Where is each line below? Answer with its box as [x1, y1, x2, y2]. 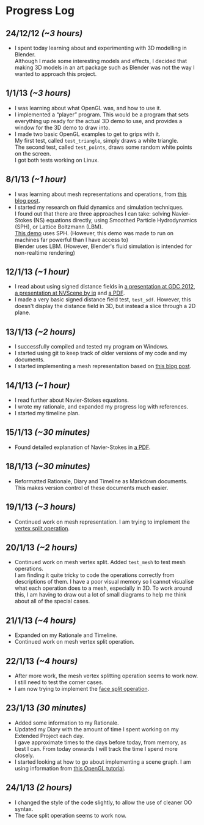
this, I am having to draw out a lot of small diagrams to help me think [14, 591, 187, 598]
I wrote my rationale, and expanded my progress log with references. [14, 403, 189, 410]
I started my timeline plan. [14, 410, 80, 417]
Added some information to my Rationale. [14, 719, 119, 726]
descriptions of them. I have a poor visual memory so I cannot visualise [14, 578, 194, 586]
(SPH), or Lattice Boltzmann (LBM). [14, 223, 103, 230]
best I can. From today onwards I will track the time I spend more [14, 745, 178, 752]
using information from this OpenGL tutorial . [14, 764, 126, 772]
